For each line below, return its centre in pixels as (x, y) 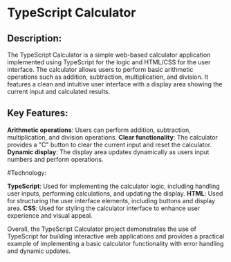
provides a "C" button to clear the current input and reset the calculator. (110, 144)
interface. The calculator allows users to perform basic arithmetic (100, 69)
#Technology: (27, 172)
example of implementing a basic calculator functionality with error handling (115, 243)
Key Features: (38, 113)
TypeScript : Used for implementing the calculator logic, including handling (113, 186)
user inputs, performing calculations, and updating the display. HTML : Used (115, 193)
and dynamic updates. (39, 251)
